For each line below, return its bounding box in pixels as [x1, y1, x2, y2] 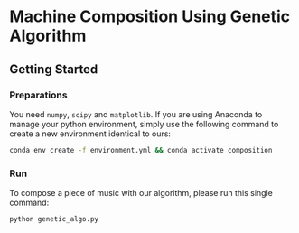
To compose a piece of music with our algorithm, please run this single [9, 188, 273, 199]
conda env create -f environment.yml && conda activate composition [9, 145, 273, 154]
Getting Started [9, 61, 98, 77]
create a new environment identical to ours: [9, 128, 172, 139]
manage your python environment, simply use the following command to [9, 118, 279, 129]
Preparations [9, 89, 68, 101]
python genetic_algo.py [9, 215, 99, 224]
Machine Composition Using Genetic [9, 6, 291, 27]
